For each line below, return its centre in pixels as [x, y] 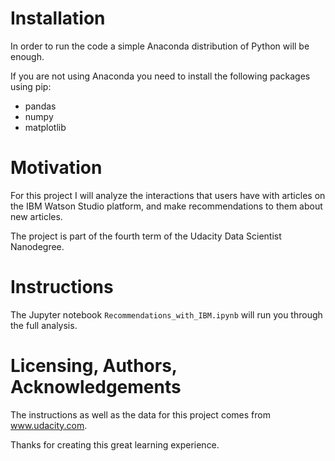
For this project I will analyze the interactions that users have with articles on [168, 195]
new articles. [36, 216]
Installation [58, 18]
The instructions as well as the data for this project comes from [140, 414]
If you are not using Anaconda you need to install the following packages [160, 76]
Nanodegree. [37, 246]
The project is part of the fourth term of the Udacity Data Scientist [146, 236]
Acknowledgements [96, 387]
